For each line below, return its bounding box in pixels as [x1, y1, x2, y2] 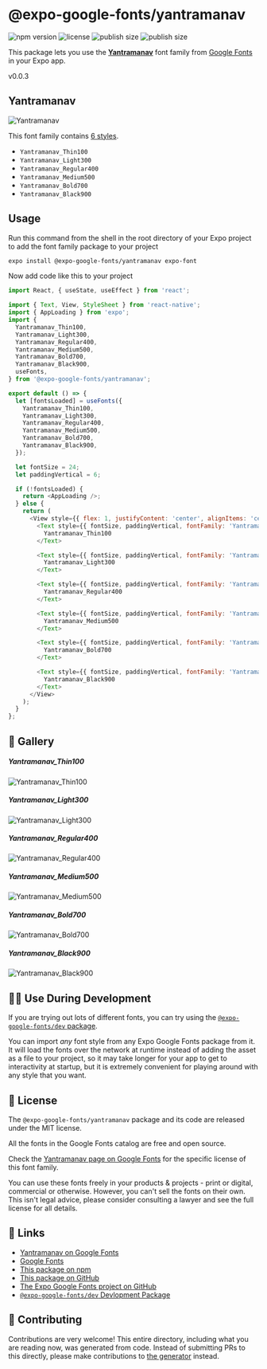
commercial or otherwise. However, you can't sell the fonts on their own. [8, 1187, 246, 1196]
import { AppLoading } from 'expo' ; [8, 308, 130, 316]
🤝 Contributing [8, 1313, 83, 1327]
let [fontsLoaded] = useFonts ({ [15, 397, 123, 405]
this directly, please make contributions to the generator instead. [8, 1351, 220, 1360]
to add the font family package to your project [8, 241, 159, 251]
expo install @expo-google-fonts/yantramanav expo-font [8, 257, 197, 265]
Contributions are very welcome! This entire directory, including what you [8, 1334, 249, 1344]
